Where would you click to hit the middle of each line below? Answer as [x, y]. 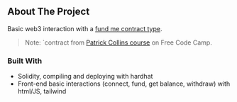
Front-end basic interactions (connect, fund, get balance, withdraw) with [124, 84]
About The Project [49, 12]
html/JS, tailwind [42, 91]
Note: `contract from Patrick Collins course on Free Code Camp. [118, 42]
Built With [25, 61]
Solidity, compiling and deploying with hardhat [85, 76]
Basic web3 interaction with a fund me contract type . [85, 28]
